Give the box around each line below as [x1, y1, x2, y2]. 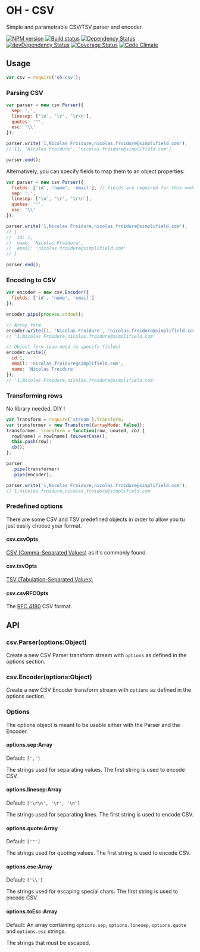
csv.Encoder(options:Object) [6, 673, 92, 681]
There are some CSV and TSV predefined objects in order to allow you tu [6, 516, 186, 523]
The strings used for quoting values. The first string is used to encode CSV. [6, 849, 191, 857]
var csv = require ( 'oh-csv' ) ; [6, 74, 82, 81]
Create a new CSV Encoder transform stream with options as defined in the [6, 686, 192, 694]
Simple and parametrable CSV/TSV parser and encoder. [6, 23, 143, 30]
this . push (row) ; [11, 439, 52, 445]
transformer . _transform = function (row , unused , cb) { [6, 427, 145, 433]
